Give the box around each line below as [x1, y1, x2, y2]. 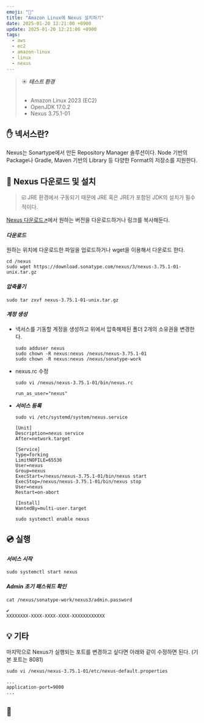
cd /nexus [6, 259, 32, 265]
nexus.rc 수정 [15, 367, 49, 374]
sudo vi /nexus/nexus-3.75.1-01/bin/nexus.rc [15, 379, 133, 386]
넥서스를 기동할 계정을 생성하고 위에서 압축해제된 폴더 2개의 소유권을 [15, 325, 179, 333]
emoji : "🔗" [6, 9, 34, 15]
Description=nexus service [15, 430, 84, 436]
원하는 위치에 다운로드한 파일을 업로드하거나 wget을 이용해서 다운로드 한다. [6, 246, 185, 254]
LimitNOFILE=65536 [15, 457, 62, 463]
